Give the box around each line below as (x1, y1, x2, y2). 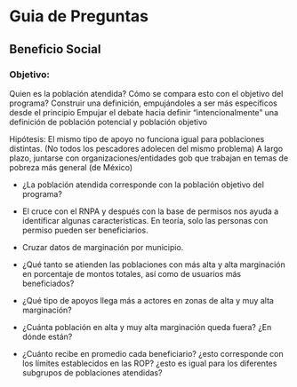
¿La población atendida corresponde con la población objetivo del (21, 179, 265, 190)
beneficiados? (21, 278, 75, 288)
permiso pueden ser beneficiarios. (21, 225, 148, 235)
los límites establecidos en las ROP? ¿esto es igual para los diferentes (21, 358, 277, 368)
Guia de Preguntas (9, 6, 149, 27)
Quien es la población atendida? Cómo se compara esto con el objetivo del (9, 88, 284, 99)
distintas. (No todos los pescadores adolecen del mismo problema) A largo (9, 143, 283, 154)
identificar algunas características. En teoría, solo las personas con (21, 215, 269, 225)
